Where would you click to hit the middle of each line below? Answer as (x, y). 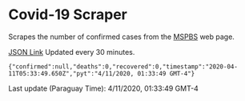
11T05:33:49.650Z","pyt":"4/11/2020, (71, 73)
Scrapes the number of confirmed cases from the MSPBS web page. (121, 37)
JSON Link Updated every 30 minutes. (72, 52)
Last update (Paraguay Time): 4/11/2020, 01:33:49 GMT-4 (103, 88)
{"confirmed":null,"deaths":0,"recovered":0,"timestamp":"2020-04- (123, 66)
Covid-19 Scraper (68, 15)
